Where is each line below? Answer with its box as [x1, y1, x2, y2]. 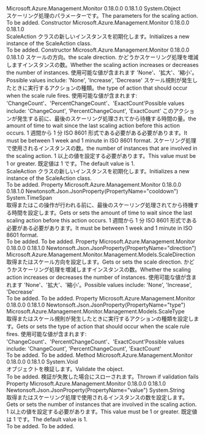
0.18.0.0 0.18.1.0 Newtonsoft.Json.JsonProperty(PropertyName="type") [6, 301, 185, 308]
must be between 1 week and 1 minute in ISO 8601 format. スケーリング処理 [6, 137, 197, 144]
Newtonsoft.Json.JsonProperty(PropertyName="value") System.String [6, 386, 185, 394]
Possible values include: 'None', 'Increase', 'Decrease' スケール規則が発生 [6, 77, 193, 84]
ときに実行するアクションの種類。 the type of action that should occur [11, 84, 188, 92]
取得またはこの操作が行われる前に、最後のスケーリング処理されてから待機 [6, 202, 194, 208]
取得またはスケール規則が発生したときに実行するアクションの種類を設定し [6, 315, 194, 322]
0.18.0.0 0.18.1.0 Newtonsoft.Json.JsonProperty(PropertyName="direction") [6, 245, 197, 251]
